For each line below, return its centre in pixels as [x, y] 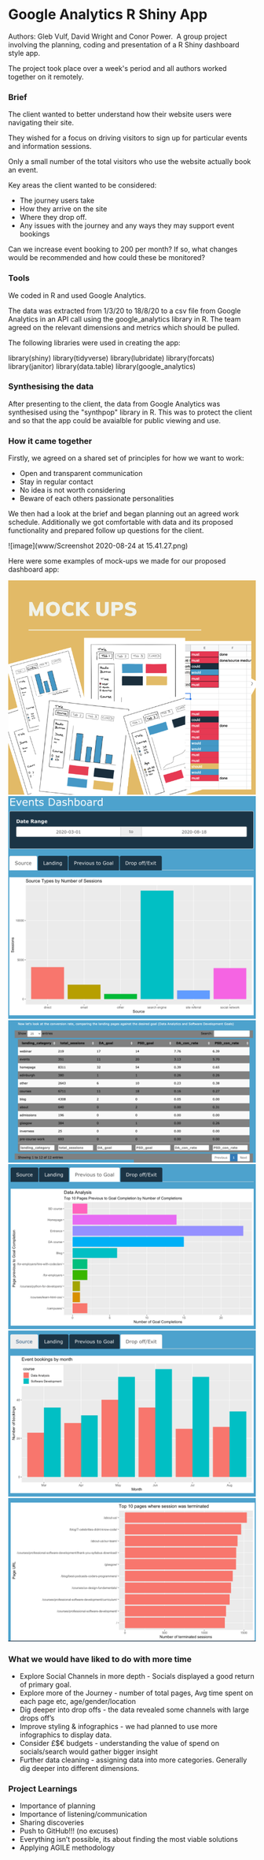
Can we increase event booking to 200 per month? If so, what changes [123, 249]
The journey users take [57, 201]
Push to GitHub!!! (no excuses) [69, 1831]
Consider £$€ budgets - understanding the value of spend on [119, 1743]
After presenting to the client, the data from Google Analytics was [114, 404]
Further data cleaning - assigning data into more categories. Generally [133, 1760]
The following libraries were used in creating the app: [94, 342]
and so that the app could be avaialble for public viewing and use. [115, 420]
